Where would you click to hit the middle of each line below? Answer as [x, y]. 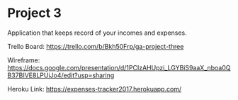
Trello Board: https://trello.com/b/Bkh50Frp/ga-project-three [96, 46]
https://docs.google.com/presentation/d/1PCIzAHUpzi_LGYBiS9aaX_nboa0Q [119, 67]
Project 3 [34, 13]
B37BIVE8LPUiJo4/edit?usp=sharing [61, 75]
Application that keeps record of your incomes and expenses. [97, 33]
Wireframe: [24, 60]
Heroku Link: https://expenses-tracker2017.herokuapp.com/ [95, 89]
